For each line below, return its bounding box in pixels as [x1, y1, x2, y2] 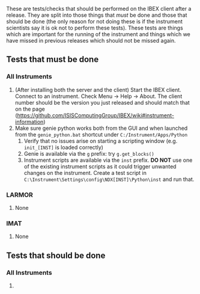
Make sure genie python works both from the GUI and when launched [14, 124, 188, 132]
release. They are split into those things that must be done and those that [6, 11, 187, 19]
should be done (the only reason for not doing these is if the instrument [6, 18, 183, 25]
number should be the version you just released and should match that [14, 99, 190, 106]
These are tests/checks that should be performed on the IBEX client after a [6, 5, 192, 12]
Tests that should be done [6, 250, 106, 260]
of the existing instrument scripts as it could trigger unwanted [23, 162, 177, 170]
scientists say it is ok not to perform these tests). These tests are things [6, 24, 183, 31]
